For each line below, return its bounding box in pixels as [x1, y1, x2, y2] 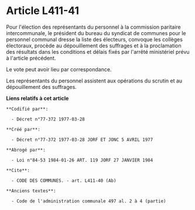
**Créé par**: [6, 126, 41, 132]
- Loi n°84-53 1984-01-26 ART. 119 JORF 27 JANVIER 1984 [11, 157, 153, 163]
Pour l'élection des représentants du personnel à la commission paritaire [6, 23, 181, 30]
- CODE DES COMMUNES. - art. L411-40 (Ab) [11, 177, 117, 184]
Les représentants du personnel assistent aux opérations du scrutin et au [6, 77, 183, 84]
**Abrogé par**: [6, 147, 46, 153]
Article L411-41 [6, 4, 79, 18]
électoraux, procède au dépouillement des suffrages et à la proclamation [6, 42, 182, 49]
